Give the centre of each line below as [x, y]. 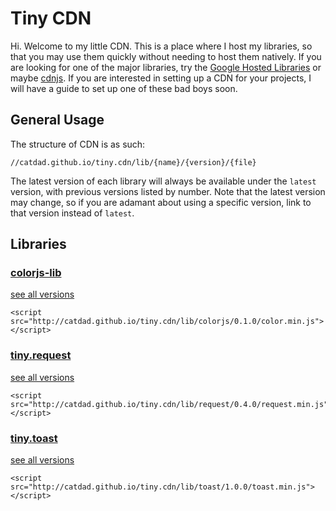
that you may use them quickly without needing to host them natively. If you [166, 56]
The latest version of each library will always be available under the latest [163, 181]
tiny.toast [34, 438]
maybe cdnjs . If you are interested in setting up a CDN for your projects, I [161, 78]
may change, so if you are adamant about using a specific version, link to [161, 202]
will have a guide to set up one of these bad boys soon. [124, 88]
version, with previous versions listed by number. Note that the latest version [168, 191]
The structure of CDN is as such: [78, 144]
